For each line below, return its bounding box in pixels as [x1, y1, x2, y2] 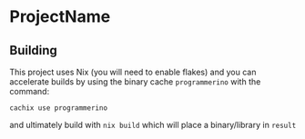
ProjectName [9, 6, 111, 27]
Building [9, 43, 57, 58]
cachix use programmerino [9, 104, 107, 113]
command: [9, 86, 50, 96]
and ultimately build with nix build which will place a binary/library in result [9, 120, 297, 130]
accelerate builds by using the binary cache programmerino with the [9, 76, 261, 87]
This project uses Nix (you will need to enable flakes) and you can [9, 66, 257, 77]
